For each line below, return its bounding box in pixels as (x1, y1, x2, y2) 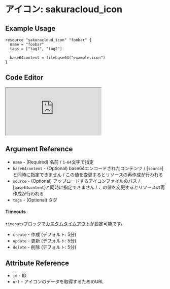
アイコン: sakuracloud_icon (5, 4, 123, 15)
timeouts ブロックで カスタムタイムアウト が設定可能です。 (5, 220, 125, 227)
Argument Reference (5, 145, 73, 153)
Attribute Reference (5, 259, 70, 268)
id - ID (12, 272, 27, 278)
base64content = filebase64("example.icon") (10, 55, 106, 60)
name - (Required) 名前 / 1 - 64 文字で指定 (12, 159, 94, 165)
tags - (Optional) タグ (12, 197, 58, 203)
